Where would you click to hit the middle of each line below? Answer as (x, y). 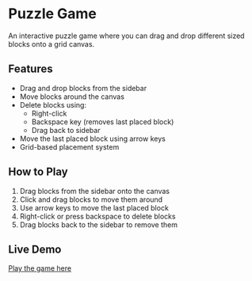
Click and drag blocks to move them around (91, 199)
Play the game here (40, 268)
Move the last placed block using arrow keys (93, 139)
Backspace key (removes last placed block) (103, 122)
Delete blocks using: (53, 104)
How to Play (38, 172)
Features (31, 69)
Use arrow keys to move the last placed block (94, 207)
